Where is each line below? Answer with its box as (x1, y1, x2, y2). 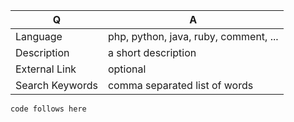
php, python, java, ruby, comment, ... (107, 30, 279, 43)
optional (107, 62, 147, 76)
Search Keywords (15, 79, 98, 92)
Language (15, 30, 63, 43)
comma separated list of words (107, 79, 254, 92)
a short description (107, 46, 197, 59)
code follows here (10, 104, 87, 114)
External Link (15, 62, 77, 76)
